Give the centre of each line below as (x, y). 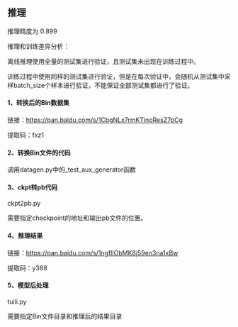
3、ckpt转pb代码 (33, 187)
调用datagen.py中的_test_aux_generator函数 (72, 170)
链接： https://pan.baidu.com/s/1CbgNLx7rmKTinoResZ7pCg (95, 120)
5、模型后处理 (28, 285)
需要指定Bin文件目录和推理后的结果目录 (65, 316)
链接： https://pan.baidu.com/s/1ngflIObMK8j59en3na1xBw (93, 253)
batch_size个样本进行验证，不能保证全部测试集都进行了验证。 (103, 85)
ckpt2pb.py (24, 204)
